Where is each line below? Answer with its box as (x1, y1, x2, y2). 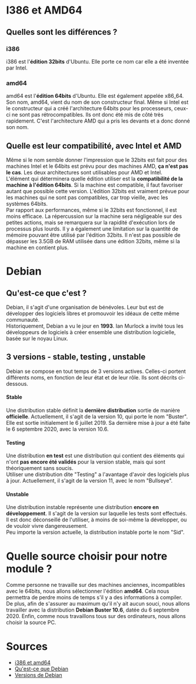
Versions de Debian (14, 672, 62, 679)
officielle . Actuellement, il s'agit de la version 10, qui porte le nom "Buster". (6, 413, 188, 420)
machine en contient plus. (6, 244, 69, 251)
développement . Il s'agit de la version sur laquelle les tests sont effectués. (6, 510, 187, 517)
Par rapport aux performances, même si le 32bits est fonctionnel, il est (6, 206, 177, 213)
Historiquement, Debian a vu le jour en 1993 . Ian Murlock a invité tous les (6, 322, 184, 329)
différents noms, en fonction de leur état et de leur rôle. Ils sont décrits (6, 374, 178, 381)
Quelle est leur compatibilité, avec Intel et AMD (6, 141, 182, 151)
